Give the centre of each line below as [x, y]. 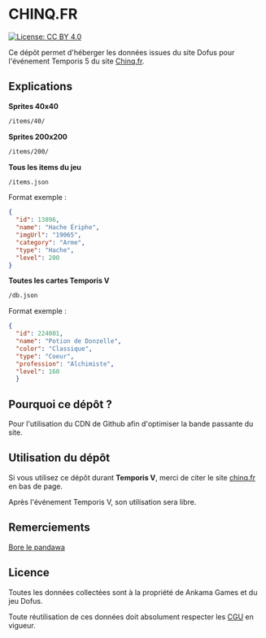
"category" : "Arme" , [50, 242]
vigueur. [22, 625]
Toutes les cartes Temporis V [59, 280]
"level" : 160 [38, 371]
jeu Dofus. [26, 601]
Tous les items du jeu [45, 167]
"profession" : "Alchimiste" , [65, 364]
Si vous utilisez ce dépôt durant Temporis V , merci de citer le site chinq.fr [132, 477]
